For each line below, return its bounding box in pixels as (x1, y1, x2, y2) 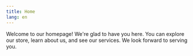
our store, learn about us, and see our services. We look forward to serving (6, 37, 188, 44)
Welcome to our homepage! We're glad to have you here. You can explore (6, 30, 185, 37)
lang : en (6, 14, 28, 20)
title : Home (6, 8, 35, 15)
